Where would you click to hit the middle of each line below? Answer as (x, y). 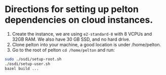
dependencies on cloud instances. (79, 20)
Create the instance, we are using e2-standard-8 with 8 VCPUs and (82, 34)
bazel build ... (22, 68)
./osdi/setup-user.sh (28, 64)
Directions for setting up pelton (72, 9)
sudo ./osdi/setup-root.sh (33, 59)
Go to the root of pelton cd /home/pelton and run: (63, 50)
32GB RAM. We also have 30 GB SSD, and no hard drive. (71, 39)
